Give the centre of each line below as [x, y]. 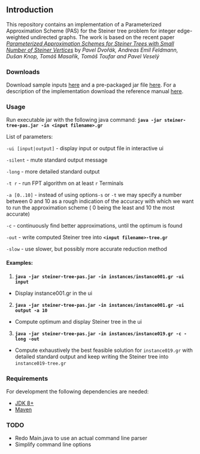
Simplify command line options [53, 444]
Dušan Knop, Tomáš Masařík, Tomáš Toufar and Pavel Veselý [83, 56]
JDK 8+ [24, 403]
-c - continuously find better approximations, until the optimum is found [94, 226]
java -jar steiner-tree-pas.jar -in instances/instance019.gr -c [98, 334]
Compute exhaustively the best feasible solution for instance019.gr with [104, 350]
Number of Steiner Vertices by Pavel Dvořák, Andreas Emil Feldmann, [92, 50]
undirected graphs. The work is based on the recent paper [102, 37]
